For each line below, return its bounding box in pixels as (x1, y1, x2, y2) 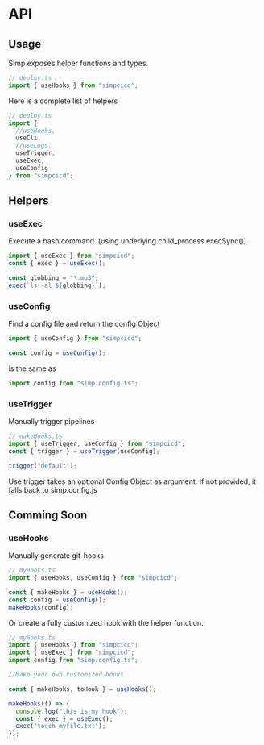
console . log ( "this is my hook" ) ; (15, 707, 128, 715)
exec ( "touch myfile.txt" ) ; (15, 722, 106, 730)
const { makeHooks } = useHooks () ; (8, 588, 128, 597)
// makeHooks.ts (8, 432, 63, 440)
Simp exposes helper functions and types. (8, 58, 149, 68)
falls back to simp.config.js (8, 485, 98, 494)
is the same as (8, 364, 56, 373)
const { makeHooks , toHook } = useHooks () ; (8, 685, 157, 693)
